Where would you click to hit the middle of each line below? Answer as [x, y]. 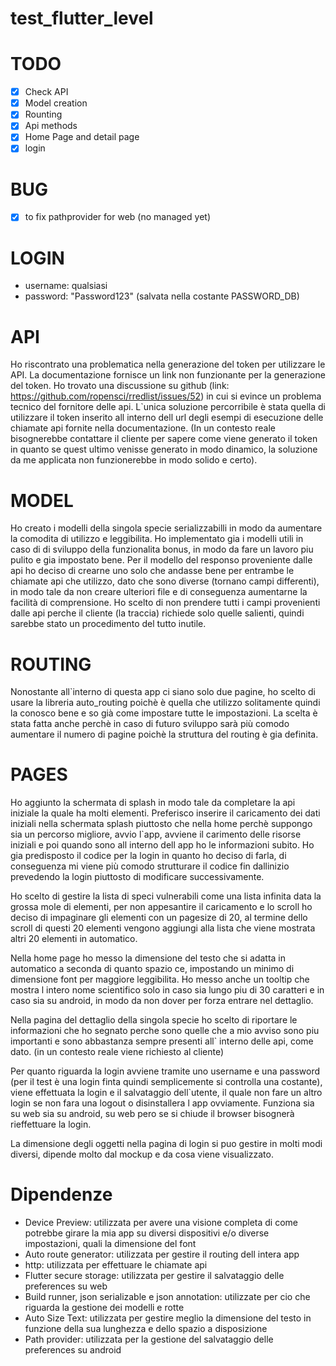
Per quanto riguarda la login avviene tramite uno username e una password [165, 1071]
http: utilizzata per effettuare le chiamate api [116, 1265]
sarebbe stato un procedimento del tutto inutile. [108, 624]
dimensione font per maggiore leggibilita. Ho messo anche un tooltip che [160, 979]
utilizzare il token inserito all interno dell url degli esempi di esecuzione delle [167, 418]
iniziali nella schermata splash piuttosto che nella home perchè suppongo [161, 824]
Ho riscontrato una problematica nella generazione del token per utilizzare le [168, 364]
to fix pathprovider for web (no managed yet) [117, 217]
